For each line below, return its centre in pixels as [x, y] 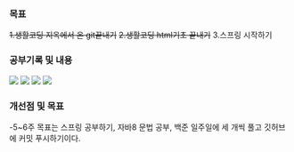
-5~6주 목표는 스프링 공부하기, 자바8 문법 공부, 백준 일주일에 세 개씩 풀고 [136, 127]
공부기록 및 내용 [41, 60]
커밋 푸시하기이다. [49, 138]
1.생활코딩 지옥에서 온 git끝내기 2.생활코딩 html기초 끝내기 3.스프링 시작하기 [141, 35]
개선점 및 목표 [37, 106]
